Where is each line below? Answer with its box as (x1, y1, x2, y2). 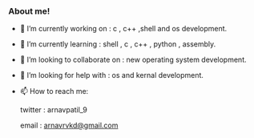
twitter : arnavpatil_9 (19, 105, 88, 115)
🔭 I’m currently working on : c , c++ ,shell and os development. (19, 24, 228, 34)
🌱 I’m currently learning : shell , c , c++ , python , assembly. (19, 39, 216, 49)
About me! (8, 6, 50, 17)
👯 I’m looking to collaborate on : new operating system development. (19, 55, 247, 65)
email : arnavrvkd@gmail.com (19, 120, 119, 130)
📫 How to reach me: (19, 87, 89, 96)
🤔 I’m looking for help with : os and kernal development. (19, 71, 204, 80)
